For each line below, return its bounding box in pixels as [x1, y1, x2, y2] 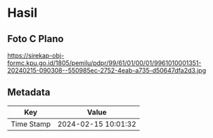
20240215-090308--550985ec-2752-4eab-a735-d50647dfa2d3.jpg [7, 67, 206, 74]
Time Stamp [11, 119, 51, 129]
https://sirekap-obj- [7, 51, 65, 60]
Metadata [7, 86, 51, 99]
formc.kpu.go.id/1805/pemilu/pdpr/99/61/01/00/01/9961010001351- [7, 59, 202, 67]
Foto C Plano [7, 33, 64, 45]
